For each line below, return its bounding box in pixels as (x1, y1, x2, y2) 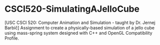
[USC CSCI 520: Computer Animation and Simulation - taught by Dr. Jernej (4, 20, 156, 25)
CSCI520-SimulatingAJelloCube (4, 3, 140, 15)
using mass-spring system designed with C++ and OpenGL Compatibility (4, 30, 153, 36)
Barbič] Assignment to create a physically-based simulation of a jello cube (4, 24, 155, 30)
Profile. (4, 35, 19, 41)
